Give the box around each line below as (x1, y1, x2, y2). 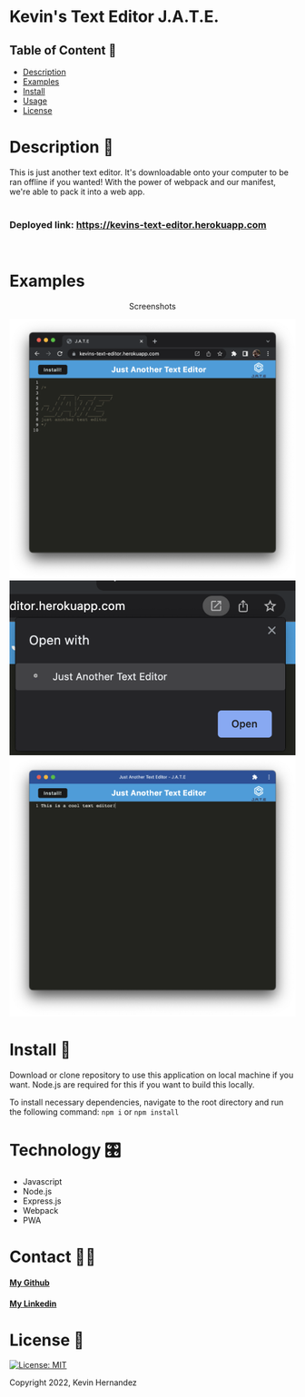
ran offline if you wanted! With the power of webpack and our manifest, (9, 176, 277, 187)
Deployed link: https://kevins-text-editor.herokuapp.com (9, 218, 267, 231)
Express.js (22, 1195, 62, 1206)
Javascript (22, 1176, 63, 1187)
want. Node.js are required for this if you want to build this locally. (9, 1079, 255, 1090)
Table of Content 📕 (9, 43, 117, 58)
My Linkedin (9, 1298, 57, 1309)
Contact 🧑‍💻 (9, 1246, 97, 1267)
